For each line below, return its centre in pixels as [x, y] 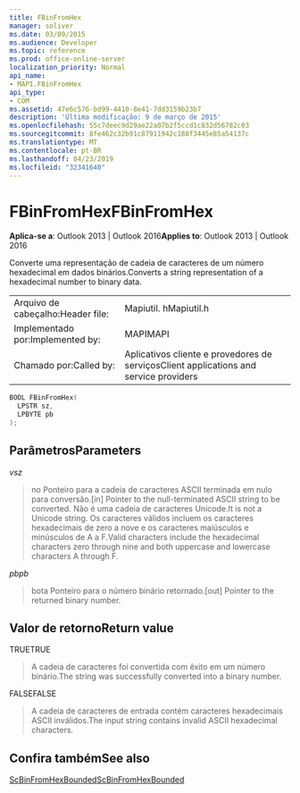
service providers [161, 376]
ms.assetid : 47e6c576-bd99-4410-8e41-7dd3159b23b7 [105, 109]
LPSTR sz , [35, 406]
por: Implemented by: [57, 340]
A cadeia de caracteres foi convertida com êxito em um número [148, 667]
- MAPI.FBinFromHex [46, 84]
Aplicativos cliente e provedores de [198, 354]
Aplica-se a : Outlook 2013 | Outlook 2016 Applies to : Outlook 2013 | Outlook [149, 236]
